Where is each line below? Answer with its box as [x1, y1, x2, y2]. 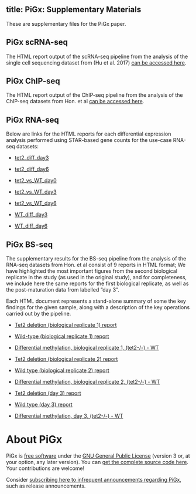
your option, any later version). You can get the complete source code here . [6, 459, 189, 465]
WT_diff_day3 [14, 211, 48, 218]
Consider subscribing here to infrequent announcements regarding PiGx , [6, 476, 181, 483]
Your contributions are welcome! [6, 465, 85, 472]
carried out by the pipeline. [6, 310, 71, 317]
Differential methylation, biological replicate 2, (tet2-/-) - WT [14, 378, 160, 385]
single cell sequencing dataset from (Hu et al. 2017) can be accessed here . [6, 59, 187, 66]
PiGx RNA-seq [6, 114, 60, 125]
